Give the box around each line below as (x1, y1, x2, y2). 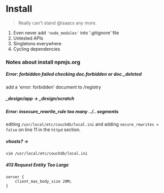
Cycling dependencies (13, 46, 60, 52)
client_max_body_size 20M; (15, 179, 72, 184)
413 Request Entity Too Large (6, 162, 69, 168)
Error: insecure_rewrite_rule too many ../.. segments (6, 108, 119, 114)
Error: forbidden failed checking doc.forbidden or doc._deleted (6, 71, 142, 77)
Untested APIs (13, 35, 44, 41)
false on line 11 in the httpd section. (6, 126, 81, 133)
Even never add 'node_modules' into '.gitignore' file (13, 29, 119, 36)
